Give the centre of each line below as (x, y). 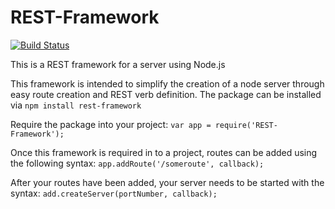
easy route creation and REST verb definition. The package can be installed (166, 94)
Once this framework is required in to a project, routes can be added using (164, 152)
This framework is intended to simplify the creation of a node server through (167, 83)
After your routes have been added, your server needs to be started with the (167, 182)
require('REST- (246, 125)
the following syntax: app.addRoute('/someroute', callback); (137, 163)
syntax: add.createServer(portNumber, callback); (114, 193)
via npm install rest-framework (76, 105)
